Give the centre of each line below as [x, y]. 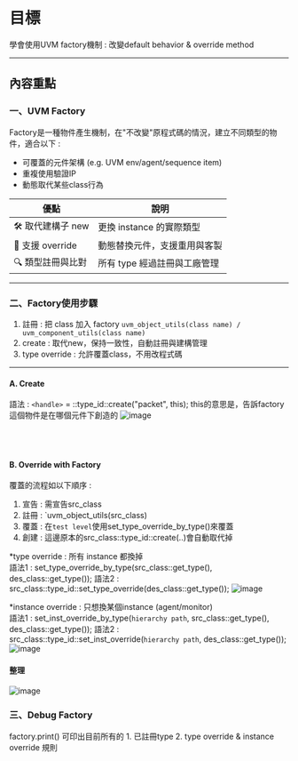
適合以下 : [42, 143]
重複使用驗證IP [49, 173]
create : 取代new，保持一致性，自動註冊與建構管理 [115, 342]
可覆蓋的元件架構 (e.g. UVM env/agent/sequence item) [122, 162]
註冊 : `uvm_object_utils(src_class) [85, 516]
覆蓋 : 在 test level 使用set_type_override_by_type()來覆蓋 [128, 526]
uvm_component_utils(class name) [84, 333]
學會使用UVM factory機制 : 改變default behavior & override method [132, 44]
